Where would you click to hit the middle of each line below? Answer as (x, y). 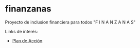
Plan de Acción (27, 41)
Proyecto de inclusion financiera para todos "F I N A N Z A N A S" (70, 22)
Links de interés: (22, 31)
